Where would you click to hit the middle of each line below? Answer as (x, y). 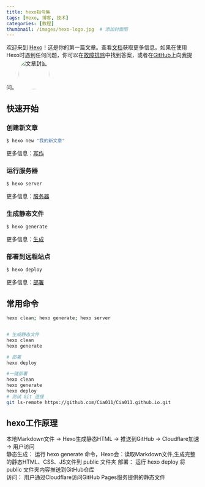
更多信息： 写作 (25, 153)
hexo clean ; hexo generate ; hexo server (59, 318)
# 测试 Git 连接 (25, 397)
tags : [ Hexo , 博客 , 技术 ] (38, 18)
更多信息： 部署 (25, 282)
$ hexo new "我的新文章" (36, 141)
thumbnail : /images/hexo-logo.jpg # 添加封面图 (67, 29)
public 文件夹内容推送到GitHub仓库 (50, 470)
